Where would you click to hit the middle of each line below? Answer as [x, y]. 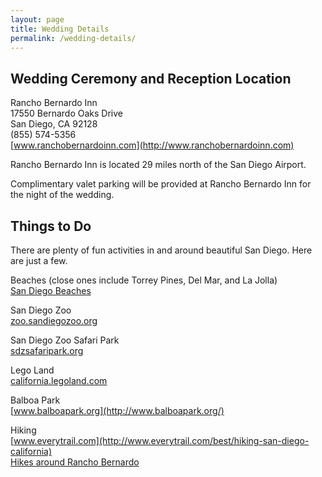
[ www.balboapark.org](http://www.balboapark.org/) [117, 410]
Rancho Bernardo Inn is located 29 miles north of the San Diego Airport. [158, 165]
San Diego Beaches [51, 290]
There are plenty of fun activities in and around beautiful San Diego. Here [161, 250]
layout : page [37, 19]
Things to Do [51, 226]
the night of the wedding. [62, 195]
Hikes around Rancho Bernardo [75, 462]
